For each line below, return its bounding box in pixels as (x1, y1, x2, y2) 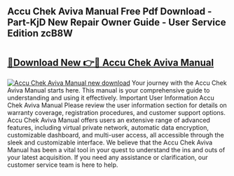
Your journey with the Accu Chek (132, 79, 227, 87)
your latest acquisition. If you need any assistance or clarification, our (7, 154, 208, 161)
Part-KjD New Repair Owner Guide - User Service (7, 17, 226, 29)
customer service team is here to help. (7, 161, 118, 169)
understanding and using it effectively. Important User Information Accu (7, 94, 215, 102)
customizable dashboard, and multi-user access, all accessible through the (7, 131, 224, 139)
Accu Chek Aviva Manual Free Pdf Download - (7, 6, 212, 18)
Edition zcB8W (7, 27, 74, 39)
